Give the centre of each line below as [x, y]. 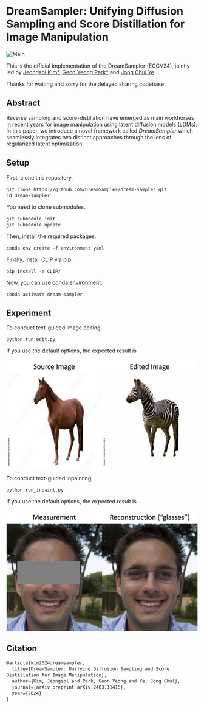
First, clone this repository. [40, 177]
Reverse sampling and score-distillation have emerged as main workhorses [100, 117]
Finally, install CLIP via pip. [39, 259]
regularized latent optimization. [45, 144]
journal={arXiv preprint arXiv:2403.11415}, [69, 687]
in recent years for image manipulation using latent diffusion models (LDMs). [102, 124]
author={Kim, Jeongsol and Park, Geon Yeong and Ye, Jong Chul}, [96, 681]
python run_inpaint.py [35, 490]
